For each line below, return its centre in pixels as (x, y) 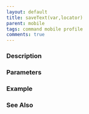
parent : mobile (26, 23)
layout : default (27, 12)
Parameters (24, 72)
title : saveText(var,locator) (45, 18)
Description (24, 56)
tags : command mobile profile (45, 29)
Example (20, 88)
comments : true (26, 35)
